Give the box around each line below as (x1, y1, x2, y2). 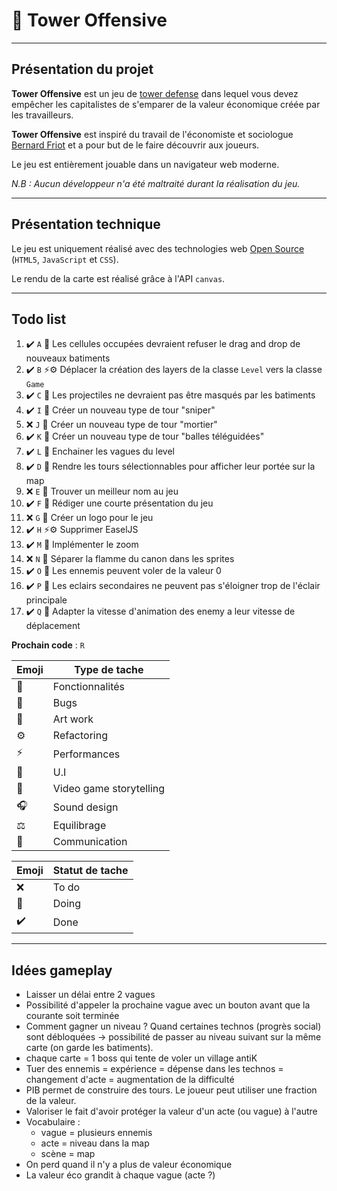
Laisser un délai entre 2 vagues (25, 989, 156, 1001)
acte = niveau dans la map (40, 1137, 150, 1149)
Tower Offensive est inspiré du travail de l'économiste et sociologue (11, 128, 294, 140)
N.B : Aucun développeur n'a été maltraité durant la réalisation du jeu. (11, 177, 301, 189)
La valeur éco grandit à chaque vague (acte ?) (25, 1169, 216, 1181)
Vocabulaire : (25, 1116, 81, 1128)
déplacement (25, 620, 81, 632)
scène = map (40, 1148, 96, 1160)
